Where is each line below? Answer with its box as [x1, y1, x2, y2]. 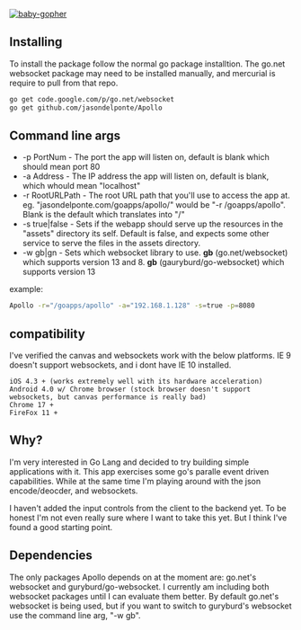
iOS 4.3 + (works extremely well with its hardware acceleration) [9, 377, 263, 386]
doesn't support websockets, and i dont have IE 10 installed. [9, 359, 232, 370]
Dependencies [9, 548, 93, 563]
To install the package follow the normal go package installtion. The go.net [9, 58, 286, 69]
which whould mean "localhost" [22, 181, 141, 191]
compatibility [9, 326, 85, 342]
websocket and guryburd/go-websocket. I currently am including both [9, 581, 270, 592]
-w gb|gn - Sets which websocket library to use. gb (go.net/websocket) [22, 247, 288, 258]
